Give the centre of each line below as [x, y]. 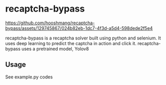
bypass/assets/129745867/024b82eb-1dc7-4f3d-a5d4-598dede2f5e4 [79, 28]
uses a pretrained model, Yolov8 [55, 49]
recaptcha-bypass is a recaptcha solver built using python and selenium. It [83, 38]
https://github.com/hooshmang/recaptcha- [50, 23]
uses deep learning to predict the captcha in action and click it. [71, 43]
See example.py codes [29, 77]
